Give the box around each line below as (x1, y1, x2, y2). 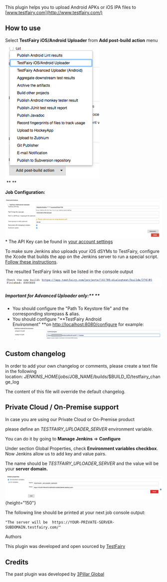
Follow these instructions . (5, 259, 58, 265)
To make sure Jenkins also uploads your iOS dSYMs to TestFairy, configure (5, 248, 160, 254)
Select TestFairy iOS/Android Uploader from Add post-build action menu (5, 37, 158, 43)
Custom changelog (5, 349, 66, 358)
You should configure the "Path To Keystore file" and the (12, 305, 129, 311)
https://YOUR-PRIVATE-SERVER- (52, 520, 115, 525)
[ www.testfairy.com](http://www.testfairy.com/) (5, 9, 103, 15)
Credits (5, 557, 29, 566)
